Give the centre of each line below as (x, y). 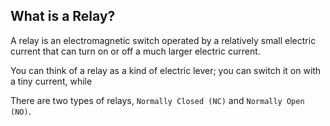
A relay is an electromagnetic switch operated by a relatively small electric (163, 40)
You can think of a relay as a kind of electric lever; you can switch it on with (166, 70)
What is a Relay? (63, 16)
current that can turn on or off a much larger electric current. (135, 51)
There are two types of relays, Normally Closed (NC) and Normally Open (157, 100)
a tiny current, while (51, 81)
